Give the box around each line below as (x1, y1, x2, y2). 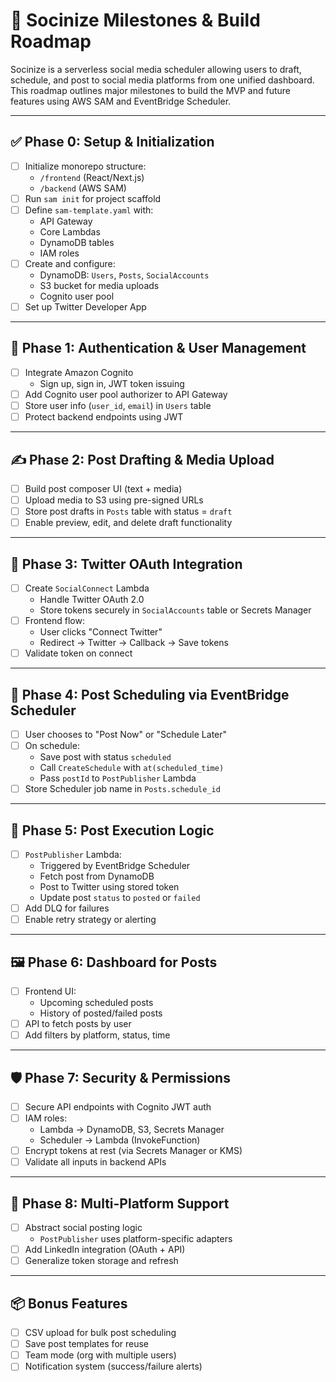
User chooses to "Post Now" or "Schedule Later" (24, 729, 228, 740)
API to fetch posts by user (24, 1018, 132, 1030)
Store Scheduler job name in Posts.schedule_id (24, 783, 221, 795)
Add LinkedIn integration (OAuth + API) (24, 1244, 186, 1256)
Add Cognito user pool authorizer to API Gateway (24, 388, 228, 400)
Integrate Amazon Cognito (24, 366, 134, 378)
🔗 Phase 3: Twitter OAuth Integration (10, 555, 243, 573)
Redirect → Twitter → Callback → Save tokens (39, 637, 229, 649)
